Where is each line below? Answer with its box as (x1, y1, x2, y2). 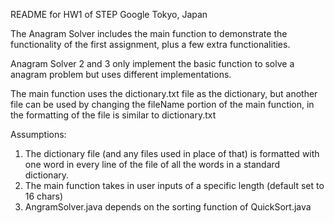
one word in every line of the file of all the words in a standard (24, 159, 281, 170)
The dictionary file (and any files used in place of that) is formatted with (24, 148, 320, 159)
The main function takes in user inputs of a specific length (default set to (24, 180, 325, 191)
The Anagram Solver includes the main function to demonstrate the (10, 28, 288, 39)
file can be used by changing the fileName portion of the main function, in (10, 99, 315, 110)
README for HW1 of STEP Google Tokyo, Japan (10, 9, 208, 20)
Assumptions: (10, 129, 67, 140)
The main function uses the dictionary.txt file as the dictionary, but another (10, 88, 318, 99)
